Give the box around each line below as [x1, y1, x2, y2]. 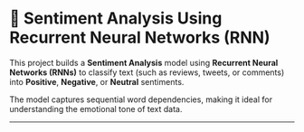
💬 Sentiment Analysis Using [9, 8, 223, 29]
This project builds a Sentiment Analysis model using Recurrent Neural [9, 57, 279, 68]
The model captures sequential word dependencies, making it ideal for [9, 94, 273, 105]
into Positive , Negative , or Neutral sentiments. [9, 76, 185, 87]
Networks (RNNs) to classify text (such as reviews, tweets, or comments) [9, 67, 285, 78]
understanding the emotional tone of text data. [9, 103, 183, 114]
